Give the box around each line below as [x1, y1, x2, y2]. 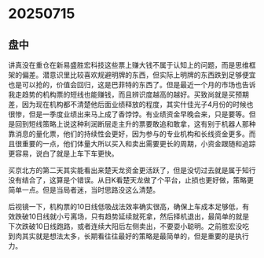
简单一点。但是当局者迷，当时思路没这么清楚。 [8, 186, 159, 194]
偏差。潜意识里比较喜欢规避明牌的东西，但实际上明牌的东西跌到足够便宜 [21, 70, 256, 79]
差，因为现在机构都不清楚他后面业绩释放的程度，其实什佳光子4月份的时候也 [8, 100, 254, 109]
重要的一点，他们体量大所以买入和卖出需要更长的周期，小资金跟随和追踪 [21, 139, 256, 148]
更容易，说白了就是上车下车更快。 [8, 149, 119, 158]
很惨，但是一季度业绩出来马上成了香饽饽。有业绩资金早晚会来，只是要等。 [8, 109, 249, 119]
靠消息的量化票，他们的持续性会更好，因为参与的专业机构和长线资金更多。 [8, 129, 249, 138]
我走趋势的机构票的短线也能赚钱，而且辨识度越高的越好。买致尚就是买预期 [8, 90, 249, 99]
